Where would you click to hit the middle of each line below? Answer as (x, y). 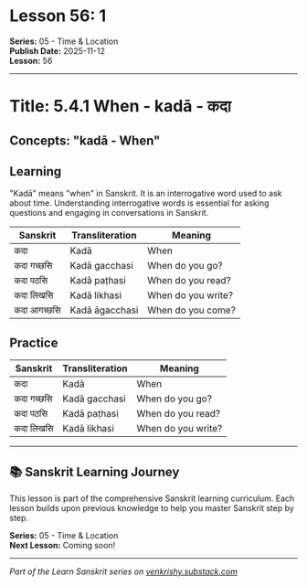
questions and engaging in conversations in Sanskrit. (109, 213)
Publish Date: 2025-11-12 (57, 50)
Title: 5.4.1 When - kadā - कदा (120, 107)
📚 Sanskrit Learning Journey (95, 472)
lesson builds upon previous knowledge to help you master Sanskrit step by (152, 507)
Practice (34, 342)
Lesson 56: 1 (58, 16)
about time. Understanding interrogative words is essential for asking (139, 203)
